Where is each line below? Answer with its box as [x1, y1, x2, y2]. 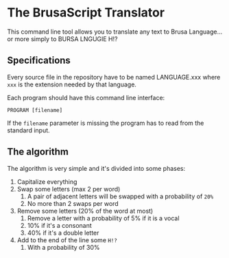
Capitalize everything [16, 177, 77, 186]
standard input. [7, 126, 50, 134]
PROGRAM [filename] [7, 106, 63, 114]
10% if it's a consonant [27, 221, 93, 229]
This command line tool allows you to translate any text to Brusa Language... [7, 27, 223, 36]
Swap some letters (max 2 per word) [16, 185, 121, 193]
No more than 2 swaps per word [27, 199, 119, 207]
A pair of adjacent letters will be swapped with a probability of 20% [27, 192, 214, 200]
